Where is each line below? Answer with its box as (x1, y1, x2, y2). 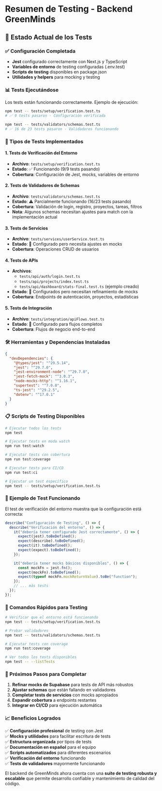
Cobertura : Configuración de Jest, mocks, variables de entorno (12, 171, 139, 177)
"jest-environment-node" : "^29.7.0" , (14, 370, 90, 374)
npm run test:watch (5, 443, 44, 449)
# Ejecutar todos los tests (5, 426, 62, 431)
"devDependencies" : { (9, 356, 53, 361)
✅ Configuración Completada (5, 48, 76, 54)
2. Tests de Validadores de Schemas (5, 183, 80, 188)
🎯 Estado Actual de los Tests (5, 33, 92, 41)
